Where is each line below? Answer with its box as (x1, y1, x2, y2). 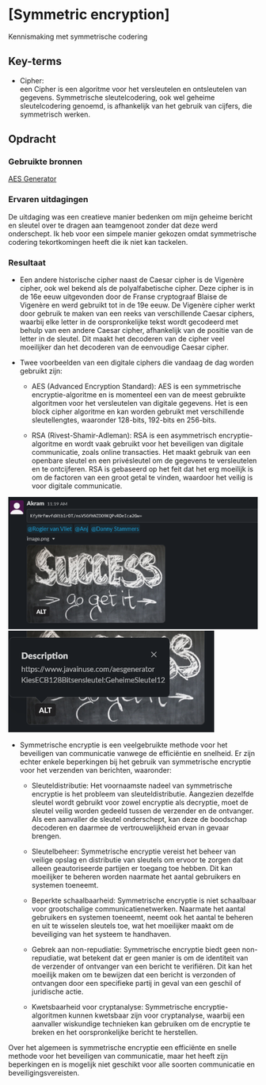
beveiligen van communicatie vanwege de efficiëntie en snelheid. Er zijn (19, 748, 256, 758)
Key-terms (8, 55, 62, 68)
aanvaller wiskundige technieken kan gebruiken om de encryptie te (31, 1018, 251, 1028)
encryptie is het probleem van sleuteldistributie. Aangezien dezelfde (31, 789, 254, 798)
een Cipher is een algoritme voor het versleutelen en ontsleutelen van (19, 84, 247, 94)
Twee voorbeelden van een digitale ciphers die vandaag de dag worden (19, 358, 254, 368)
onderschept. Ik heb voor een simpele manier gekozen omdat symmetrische (8, 228, 257, 239)
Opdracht (8, 132, 57, 146)
